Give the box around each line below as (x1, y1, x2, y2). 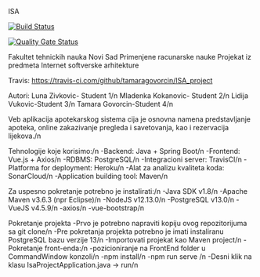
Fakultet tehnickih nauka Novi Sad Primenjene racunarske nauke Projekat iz (8, 53, 252, 61)
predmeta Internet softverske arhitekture (8, 60, 139, 70)
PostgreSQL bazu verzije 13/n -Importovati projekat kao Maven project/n (8, 235, 242, 244)
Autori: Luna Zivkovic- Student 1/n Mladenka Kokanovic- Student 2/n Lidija (8, 91, 249, 100)
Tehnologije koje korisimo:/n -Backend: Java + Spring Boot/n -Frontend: (8, 147, 240, 155)
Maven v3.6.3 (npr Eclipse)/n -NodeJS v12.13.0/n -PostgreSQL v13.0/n (8, 195, 235, 204)
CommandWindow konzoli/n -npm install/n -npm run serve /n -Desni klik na (8, 252, 252, 261)
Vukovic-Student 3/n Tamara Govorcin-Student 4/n (8, 100, 174, 108)
